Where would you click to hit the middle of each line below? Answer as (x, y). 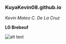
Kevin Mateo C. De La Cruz (33, 18)
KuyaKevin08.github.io (33, 7)
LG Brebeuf (17, 27)
